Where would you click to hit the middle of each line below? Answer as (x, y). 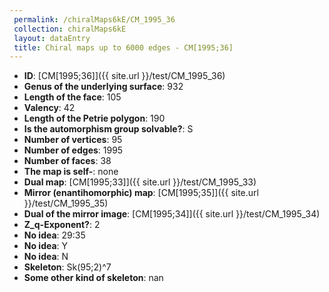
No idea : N (46, 257)
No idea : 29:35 (54, 235)
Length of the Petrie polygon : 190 (94, 118)
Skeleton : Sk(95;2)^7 (67, 267)
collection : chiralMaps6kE (70, 29)
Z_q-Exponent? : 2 (62, 225)
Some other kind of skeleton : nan (93, 278)
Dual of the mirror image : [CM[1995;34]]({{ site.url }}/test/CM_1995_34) (172, 214)
